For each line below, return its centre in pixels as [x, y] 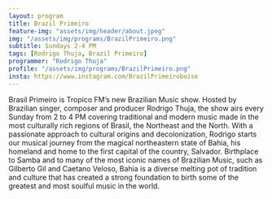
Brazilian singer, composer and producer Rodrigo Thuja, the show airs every [136, 108]
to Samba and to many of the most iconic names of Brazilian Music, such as [136, 160]
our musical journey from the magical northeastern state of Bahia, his [125, 142]
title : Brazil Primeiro [49, 24]
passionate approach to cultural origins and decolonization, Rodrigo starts [133, 134]
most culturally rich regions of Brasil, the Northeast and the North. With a [131, 125]
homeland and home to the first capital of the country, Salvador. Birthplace [134, 151]
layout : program [36, 16]
